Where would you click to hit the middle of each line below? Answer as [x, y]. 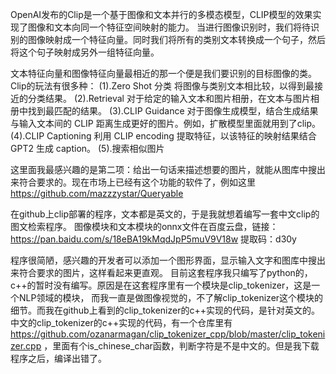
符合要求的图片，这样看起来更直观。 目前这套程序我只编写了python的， [165, 272]
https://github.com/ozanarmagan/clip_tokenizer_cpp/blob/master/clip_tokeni [168, 334]
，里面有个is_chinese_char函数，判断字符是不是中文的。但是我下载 [181, 346]
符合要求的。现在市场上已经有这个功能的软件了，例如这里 [137, 182]
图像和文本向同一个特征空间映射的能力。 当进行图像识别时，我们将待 [169, 27]
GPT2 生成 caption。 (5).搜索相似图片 [87, 148]
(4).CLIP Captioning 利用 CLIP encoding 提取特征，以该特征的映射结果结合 [163, 136]
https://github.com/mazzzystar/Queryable [97, 193]
